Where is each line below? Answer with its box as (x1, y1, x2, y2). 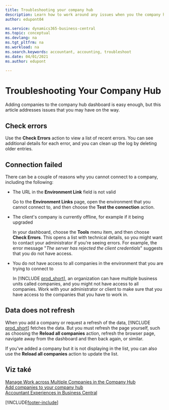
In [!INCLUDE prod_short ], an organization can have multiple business (12, 275, 157, 281)
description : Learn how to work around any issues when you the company (5, 12, 161, 17)
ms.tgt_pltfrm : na (5, 40, 44, 45)
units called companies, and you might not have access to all (12, 281, 139, 287)
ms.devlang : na (5, 35, 37, 40)
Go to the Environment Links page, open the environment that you (12, 198, 151, 204)
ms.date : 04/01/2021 (5, 54, 49, 59)
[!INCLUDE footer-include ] (5, 399, 59, 405)
